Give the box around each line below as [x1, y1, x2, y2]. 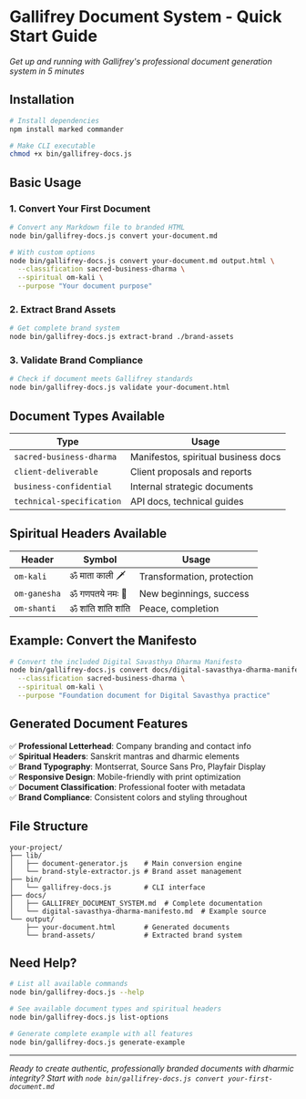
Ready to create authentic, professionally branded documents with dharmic [9, 1063, 294, 1073]
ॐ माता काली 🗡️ [69, 569, 126, 581]
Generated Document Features [9, 716, 189, 732]
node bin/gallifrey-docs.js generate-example [9, 1037, 185, 1047]
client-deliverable [14, 467, 98, 477]
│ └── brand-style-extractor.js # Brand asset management [9, 867, 243, 876]
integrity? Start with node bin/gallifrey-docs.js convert [9, 1073, 225, 1084]
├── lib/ [9, 850, 43, 860]
